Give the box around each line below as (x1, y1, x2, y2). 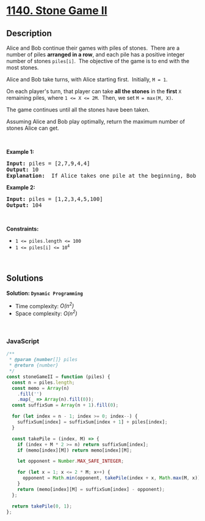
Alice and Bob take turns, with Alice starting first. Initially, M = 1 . (6, 76, 168, 83)
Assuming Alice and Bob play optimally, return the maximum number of (6, 118, 185, 125)
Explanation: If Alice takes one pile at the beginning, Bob (6, 172, 196, 179)
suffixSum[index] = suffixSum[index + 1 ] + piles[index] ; (17, 419, 168, 425)
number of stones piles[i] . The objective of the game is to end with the (6, 58, 190, 64)
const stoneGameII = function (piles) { (6, 373, 111, 380)
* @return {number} (9, 362, 59, 368)
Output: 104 (6, 202, 42, 208)
